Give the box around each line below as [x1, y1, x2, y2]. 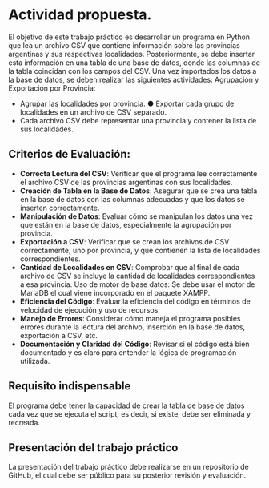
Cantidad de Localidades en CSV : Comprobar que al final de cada [19, 262, 240, 272]
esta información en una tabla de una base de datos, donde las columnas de [8, 58, 260, 67]
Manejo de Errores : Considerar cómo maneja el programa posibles [19, 313, 241, 323]
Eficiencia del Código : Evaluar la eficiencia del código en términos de [19, 296, 251, 306]
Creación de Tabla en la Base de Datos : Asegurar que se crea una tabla [19, 186, 258, 196]
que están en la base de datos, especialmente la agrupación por [19, 220, 232, 229]
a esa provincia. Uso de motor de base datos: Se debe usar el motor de [19, 279, 255, 289]
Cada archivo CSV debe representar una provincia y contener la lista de [19, 115, 257, 125]
